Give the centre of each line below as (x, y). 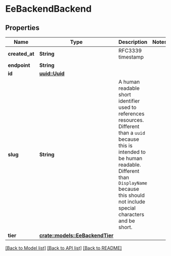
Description (133, 42)
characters (131, 214)
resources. (131, 120)
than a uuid (132, 133)
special (127, 208)
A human (129, 82)
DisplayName (133, 183)
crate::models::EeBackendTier (76, 235)
